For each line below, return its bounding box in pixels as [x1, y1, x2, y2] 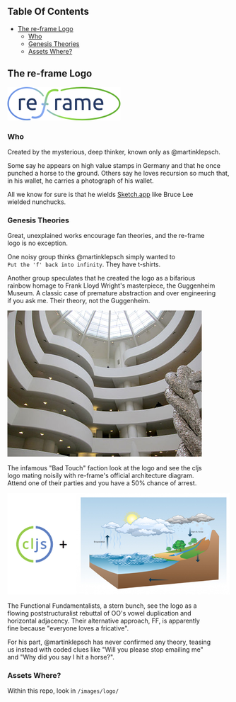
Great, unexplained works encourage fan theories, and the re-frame [7, 232, 205, 240]
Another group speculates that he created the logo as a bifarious [7, 274, 196, 283]
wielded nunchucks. [7, 198, 66, 206]
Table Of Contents [7, 6, 90, 18]
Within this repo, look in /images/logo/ [7, 686, 119, 695]
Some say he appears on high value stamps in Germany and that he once [7, 161, 221, 169]
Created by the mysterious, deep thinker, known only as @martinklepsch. [7, 147, 220, 156]
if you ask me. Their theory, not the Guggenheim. [7, 297, 151, 305]
